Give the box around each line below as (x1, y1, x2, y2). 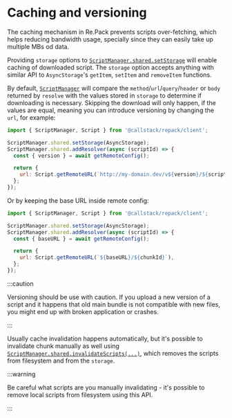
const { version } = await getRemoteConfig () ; (13, 152, 150, 159)
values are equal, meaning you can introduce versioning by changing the (7, 106, 214, 114)
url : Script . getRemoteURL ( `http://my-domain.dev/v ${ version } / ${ (19, 171, 209, 178)
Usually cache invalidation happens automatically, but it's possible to (7, 334, 203, 343)
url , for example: (7, 113, 56, 122)
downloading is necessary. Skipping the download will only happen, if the (7, 98, 216, 107)
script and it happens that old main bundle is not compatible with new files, (7, 300, 221, 309)
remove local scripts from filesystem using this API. (7, 390, 153, 399)
